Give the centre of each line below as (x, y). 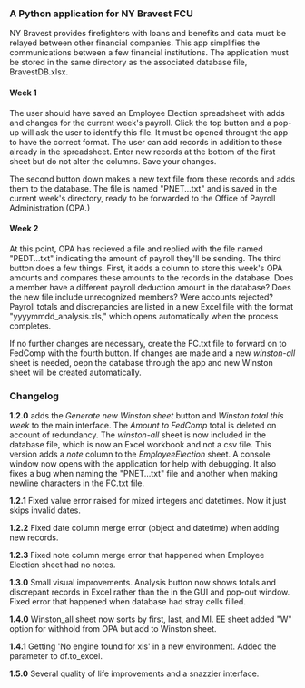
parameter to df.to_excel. (56, 656)
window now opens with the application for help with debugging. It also (143, 464)
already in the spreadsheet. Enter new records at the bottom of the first (143, 152)
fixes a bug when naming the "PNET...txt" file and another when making (144, 473)
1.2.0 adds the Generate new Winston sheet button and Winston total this (147, 415)
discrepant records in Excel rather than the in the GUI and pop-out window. (150, 592)
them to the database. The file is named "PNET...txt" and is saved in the (143, 188)
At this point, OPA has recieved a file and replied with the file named (136, 249)
